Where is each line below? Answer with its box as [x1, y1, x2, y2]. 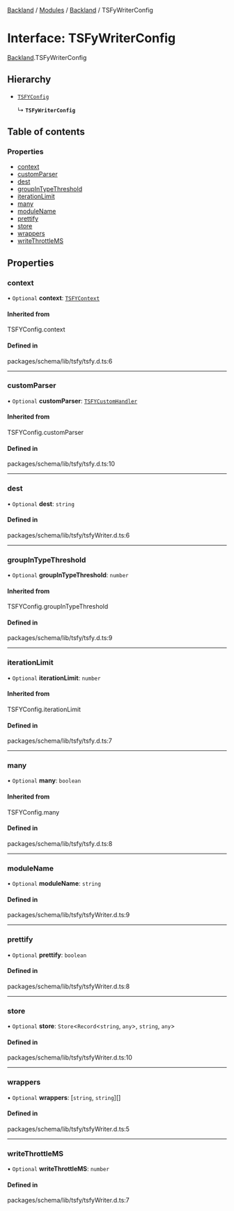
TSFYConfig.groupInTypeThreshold [7, 602, 109, 611]
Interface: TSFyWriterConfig [7, 31, 176, 46]
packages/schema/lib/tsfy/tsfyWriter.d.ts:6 [7, 530, 130, 540]
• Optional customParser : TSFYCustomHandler [7, 396, 138, 405]
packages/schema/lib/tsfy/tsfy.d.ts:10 [7, 460, 116, 468]
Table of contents [7, 126, 85, 138]
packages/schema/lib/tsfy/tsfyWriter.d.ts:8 [7, 982, 130, 990]
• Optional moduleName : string [7, 879, 101, 888]
